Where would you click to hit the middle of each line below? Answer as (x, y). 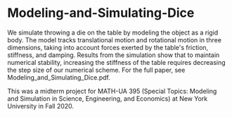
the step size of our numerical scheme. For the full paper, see (96, 70)
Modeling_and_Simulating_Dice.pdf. (59, 77)
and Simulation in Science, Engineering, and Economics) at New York (108, 98)
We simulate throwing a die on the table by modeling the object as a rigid (113, 32)
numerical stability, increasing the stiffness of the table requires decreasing (117, 62)
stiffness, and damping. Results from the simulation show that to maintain (114, 55)
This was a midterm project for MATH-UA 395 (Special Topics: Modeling (112, 91)
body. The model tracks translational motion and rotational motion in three (114, 39)
